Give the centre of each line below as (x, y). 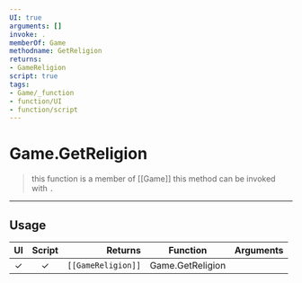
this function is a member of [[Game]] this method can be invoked (153, 179)
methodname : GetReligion (56, 51)
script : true (34, 76)
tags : (19, 84)
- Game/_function (42, 93)
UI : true (26, 18)
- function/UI (36, 101)
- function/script (44, 110)
